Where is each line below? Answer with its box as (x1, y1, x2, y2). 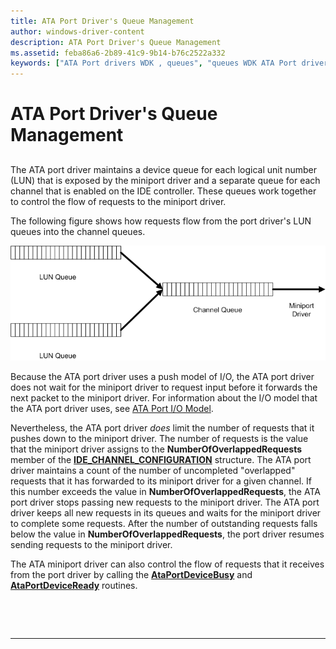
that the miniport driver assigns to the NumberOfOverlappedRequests (10, 443, 303, 455)
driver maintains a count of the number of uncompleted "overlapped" (10, 464, 296, 476)
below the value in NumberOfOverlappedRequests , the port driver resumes (10, 528, 325, 540)
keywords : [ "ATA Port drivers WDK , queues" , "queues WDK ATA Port (10, 58, 298, 69)
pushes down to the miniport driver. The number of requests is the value (10, 432, 309, 444)
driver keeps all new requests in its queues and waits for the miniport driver (10, 506, 322, 519)
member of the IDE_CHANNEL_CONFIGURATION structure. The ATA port (10, 453, 312, 465)
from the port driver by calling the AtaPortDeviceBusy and (10, 568, 253, 580)
